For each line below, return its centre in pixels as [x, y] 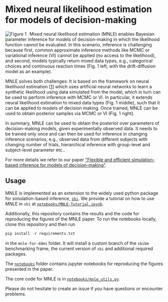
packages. [16, 254]
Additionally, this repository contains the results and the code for [72, 213]
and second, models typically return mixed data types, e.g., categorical [79, 61]
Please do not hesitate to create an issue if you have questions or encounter [84, 288]
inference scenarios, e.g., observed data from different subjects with [76, 139]
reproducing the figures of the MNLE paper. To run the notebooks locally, [81, 219]
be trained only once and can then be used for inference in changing [76, 134]
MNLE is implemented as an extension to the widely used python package [82, 193]
